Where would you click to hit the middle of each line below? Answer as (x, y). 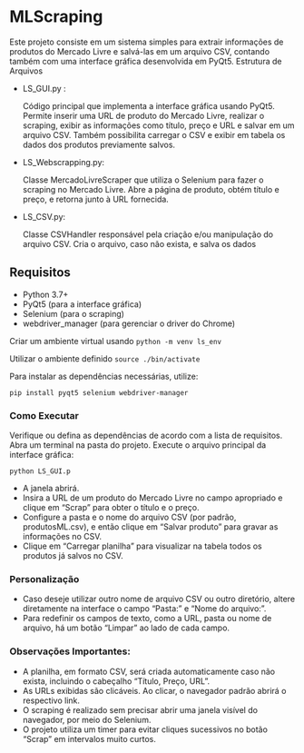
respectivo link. (51, 700)
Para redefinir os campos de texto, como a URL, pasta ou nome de (147, 619)
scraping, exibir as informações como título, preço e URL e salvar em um (158, 125)
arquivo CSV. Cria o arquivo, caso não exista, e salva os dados (139, 243)
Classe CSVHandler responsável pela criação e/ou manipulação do (148, 234)
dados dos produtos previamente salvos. (98, 144)
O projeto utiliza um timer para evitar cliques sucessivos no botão (145, 729)
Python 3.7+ (45, 294)
